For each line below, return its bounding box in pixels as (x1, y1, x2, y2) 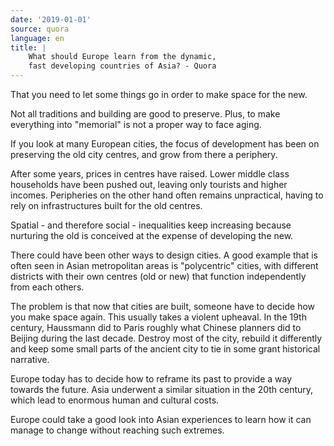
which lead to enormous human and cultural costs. (10, 394, 220, 406)
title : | (10, 42, 47, 53)
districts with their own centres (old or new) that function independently (10, 271, 307, 282)
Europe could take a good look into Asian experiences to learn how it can (10, 414, 312, 425)
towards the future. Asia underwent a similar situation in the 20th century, (10, 384, 314, 395)
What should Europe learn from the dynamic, (28, 52, 217, 62)
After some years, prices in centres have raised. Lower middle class (10, 168, 290, 180)
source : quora (10, 24, 70, 34)
